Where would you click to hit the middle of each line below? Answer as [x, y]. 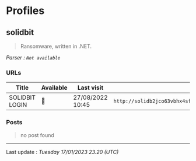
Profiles [25, 11]
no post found [37, 135]
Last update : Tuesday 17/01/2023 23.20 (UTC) [62, 152]
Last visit [90, 87]
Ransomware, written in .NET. [56, 46]
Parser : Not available [33, 57]
